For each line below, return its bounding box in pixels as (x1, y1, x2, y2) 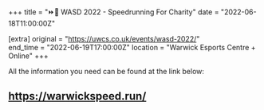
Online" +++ (8, 51, 49, 61)
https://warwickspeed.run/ (8, 89, 147, 103)
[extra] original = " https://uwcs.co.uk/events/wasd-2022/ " (8, 34, 200, 43)
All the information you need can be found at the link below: (8, 67, 205, 76)
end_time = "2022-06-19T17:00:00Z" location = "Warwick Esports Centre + (8, 43, 257, 52)
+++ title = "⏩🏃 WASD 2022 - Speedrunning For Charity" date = (8, 7, 219, 17)
